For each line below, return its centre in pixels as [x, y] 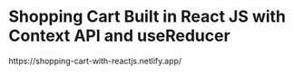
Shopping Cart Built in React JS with [147, 17]
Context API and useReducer [119, 36]
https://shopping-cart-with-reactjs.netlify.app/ [95, 61]
